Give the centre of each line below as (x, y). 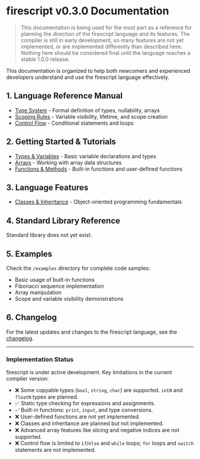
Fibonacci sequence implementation (59, 286)
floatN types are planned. (46, 397)
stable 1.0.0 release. (45, 59)
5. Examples (29, 254)
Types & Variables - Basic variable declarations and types (85, 156)
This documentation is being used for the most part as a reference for (106, 27)
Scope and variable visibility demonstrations (69, 299)
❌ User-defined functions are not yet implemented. (77, 417)
